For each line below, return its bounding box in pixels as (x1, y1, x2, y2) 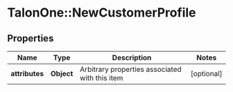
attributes (10, 69, 44, 78)
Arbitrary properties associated (79, 64, 182, 74)
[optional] (190, 69, 223, 78)
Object (51, 69, 74, 78)
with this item (79, 73, 123, 82)
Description (112, 53, 152, 62)
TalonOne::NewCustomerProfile (7, 5, 196, 21)
